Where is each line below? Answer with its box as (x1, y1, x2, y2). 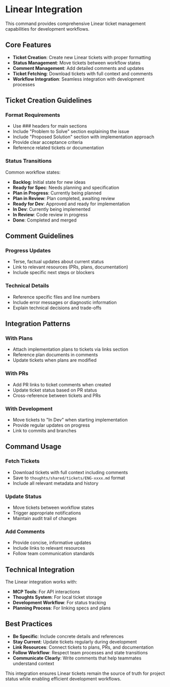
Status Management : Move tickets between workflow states (12, 60, 141, 66)
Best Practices (5, 620, 53, 628)
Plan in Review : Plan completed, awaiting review (12, 195, 115, 201)
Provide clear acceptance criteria (12, 139, 83, 145)
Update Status (5, 493, 42, 500)
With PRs (5, 370, 29, 377)
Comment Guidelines (5, 232, 74, 240)
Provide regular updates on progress (12, 422, 90, 428)
